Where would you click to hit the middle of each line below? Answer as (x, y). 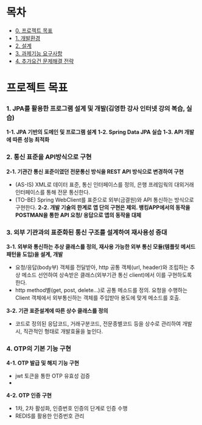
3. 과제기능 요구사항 (39, 53)
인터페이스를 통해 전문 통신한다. (52, 192)
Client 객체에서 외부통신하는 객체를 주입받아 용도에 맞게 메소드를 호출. (98, 298)
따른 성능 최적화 (31, 140)
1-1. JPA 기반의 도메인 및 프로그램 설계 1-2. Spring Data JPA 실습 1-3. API (95, 132)
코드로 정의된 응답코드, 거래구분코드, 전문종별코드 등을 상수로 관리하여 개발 (104, 324)
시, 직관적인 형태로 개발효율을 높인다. (59, 331)
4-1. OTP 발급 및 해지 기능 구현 (43, 363)
